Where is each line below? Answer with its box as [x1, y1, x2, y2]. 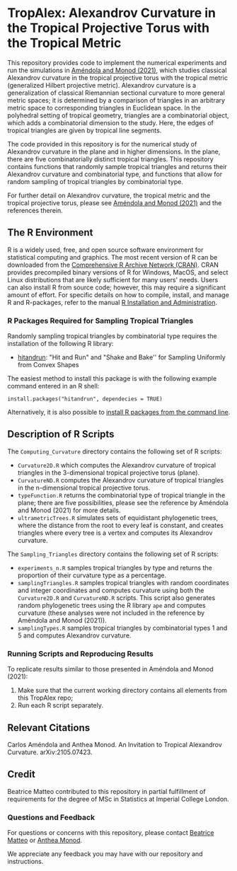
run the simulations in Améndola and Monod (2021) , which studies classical [7, 66, 227, 74]
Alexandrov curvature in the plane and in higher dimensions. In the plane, [7, 147, 221, 156]
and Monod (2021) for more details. [17, 506, 122, 514]
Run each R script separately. [17, 701, 104, 710]
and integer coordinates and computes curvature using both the [17, 586, 204, 594]
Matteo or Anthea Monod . [7, 836, 83, 845]
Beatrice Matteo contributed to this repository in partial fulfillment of [7, 787, 207, 795]
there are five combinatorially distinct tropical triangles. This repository [7, 154, 214, 163]
